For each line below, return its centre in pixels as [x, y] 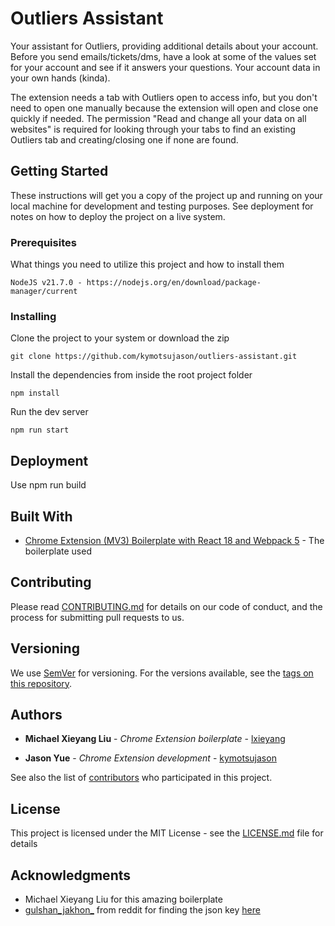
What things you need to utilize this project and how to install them [147, 264]
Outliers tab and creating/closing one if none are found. [124, 139]
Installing [33, 316]
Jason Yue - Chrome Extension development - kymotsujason [150, 758]
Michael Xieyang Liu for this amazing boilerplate [123, 899]
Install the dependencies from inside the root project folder [131, 375]
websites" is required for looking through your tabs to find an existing [153, 129]
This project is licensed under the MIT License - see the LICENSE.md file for [167, 833]
